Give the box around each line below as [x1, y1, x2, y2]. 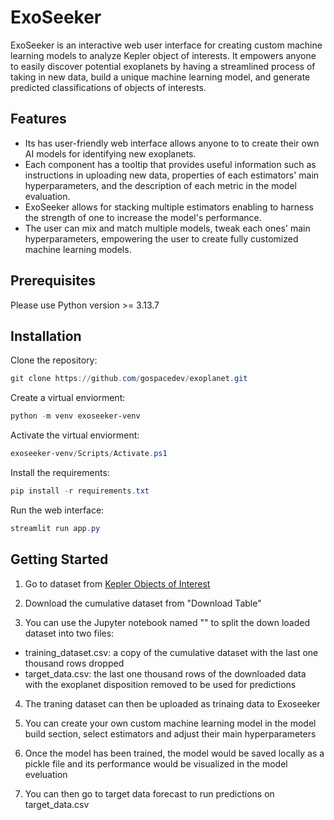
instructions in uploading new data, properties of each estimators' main [24, 169, 320, 181]
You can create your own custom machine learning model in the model [24, 717, 317, 729]
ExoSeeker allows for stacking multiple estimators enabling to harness [24, 201, 315, 213]
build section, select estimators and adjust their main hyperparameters [24, 727, 317, 740]
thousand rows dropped [24, 657, 125, 669]
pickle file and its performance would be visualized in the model [24, 757, 288, 770]
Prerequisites [10, 272, 96, 290]
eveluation [24, 768, 68, 780]
